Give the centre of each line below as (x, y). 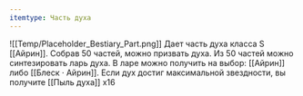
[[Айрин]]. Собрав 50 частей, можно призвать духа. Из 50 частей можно (151, 53)
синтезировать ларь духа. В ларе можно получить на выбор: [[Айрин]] (147, 62)
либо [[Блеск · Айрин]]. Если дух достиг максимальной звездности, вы (148, 72)
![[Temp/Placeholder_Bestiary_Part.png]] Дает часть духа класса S (137, 43)
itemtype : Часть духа (50, 18)
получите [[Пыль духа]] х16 (62, 82)
